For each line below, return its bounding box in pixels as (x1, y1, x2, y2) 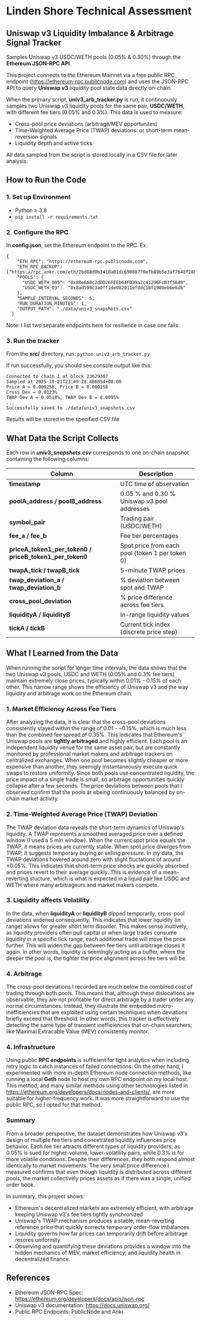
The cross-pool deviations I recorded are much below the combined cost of (6, 983, 193, 990)
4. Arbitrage (6, 969, 42, 978)
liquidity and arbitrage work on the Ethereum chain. (6, 689, 133, 697)
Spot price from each (120, 542, 180, 550)
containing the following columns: (6, 456, 90, 463)
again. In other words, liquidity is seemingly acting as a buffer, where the (6, 948, 185, 955)
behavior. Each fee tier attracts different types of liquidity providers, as (6, 1143, 181, 1150)
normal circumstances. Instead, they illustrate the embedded (6, 1002, 156, 1010)
